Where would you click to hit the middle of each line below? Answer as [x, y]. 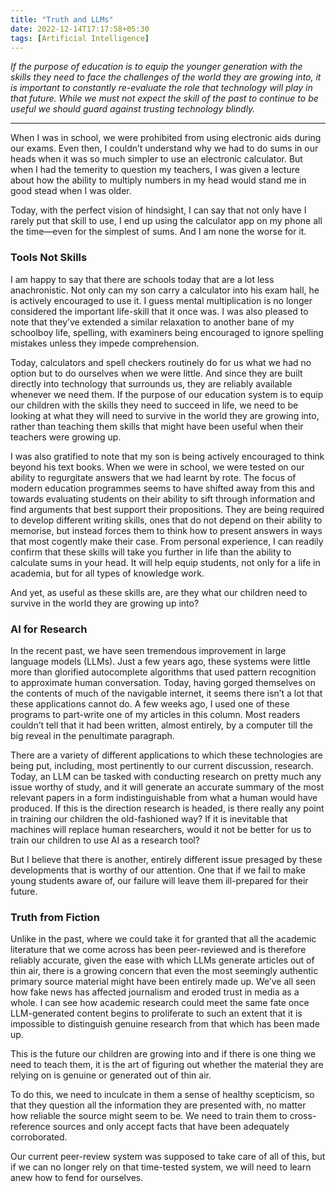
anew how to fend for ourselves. [77, 1178]
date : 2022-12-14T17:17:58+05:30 [80, 29]
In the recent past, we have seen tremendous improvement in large [148, 650]
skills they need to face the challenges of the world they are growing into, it [166, 77]
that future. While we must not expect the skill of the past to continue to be [164, 98]
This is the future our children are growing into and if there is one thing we [163, 1054]
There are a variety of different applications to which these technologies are [166, 755]
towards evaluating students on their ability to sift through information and [163, 498]
